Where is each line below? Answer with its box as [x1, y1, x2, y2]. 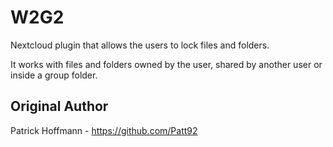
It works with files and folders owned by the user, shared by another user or [10, 58, 323, 70]
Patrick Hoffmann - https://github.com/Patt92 [10, 124, 198, 136]
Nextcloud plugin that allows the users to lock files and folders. [10, 39, 270, 51]
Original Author [10, 98, 109, 115]
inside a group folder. [10, 69, 98, 81]
